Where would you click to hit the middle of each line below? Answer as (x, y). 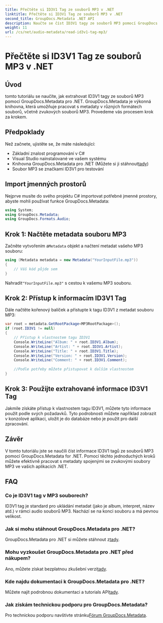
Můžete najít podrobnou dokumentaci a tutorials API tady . (62, 592)
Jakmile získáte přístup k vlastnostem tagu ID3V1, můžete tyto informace (78, 408)
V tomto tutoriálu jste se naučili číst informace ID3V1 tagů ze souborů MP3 (80, 451)
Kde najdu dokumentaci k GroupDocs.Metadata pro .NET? (75, 581)
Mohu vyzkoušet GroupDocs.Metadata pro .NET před (69, 552)
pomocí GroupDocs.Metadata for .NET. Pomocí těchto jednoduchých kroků (80, 456)
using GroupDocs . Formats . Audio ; (38, 219)
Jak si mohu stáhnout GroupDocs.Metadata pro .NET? (70, 529)
